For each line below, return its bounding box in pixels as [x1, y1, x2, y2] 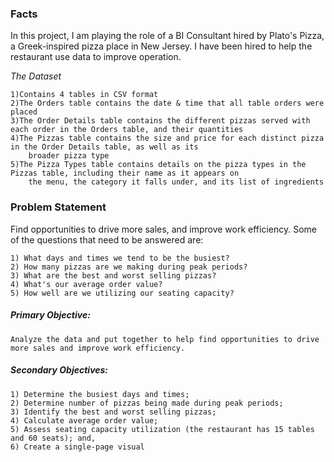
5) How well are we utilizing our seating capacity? [10, 288, 235, 298]
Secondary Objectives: [10, 364, 109, 376]
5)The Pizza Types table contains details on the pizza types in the [10, 160, 307, 170]
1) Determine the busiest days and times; [10, 389, 190, 399]
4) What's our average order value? [10, 279, 163, 289]
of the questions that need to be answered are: [10, 233, 204, 246]
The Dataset [10, 70, 62, 82]
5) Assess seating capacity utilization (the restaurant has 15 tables [10, 424, 315, 434]
